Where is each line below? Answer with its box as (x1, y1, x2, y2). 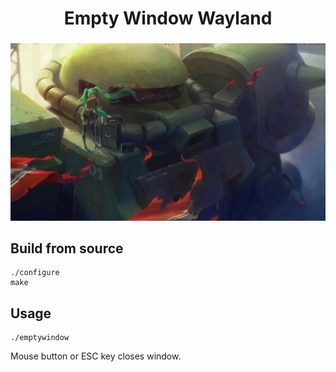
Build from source (10, 240, 124, 257)
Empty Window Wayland (63, 7, 273, 30)
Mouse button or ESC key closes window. (10, 350, 182, 362)
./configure (10, 268, 60, 278)
